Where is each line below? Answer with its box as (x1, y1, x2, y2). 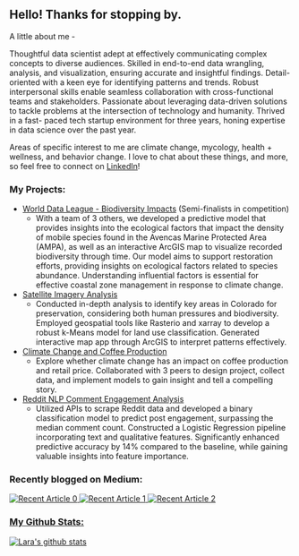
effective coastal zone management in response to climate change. (35, 279, 284, 290)
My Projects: (9, 183, 66, 195)
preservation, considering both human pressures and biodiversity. (35, 308, 279, 319)
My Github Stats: (9, 516, 85, 528)
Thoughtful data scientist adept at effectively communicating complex (9, 48, 268, 59)
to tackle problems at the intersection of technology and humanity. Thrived (9, 105, 285, 115)
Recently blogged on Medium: (9, 474, 143, 486)
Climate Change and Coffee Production (21, 346, 167, 357)
